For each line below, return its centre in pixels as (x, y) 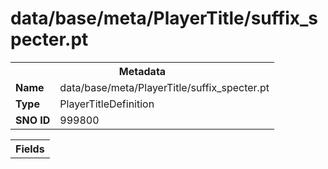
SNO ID (33, 120)
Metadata (142, 71)
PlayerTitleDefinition (107, 104)
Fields (30, 149)
